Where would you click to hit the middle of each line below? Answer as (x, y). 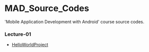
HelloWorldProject (30, 45)
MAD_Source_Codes (47, 8)
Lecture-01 (18, 34)
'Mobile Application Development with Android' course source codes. (74, 22)
